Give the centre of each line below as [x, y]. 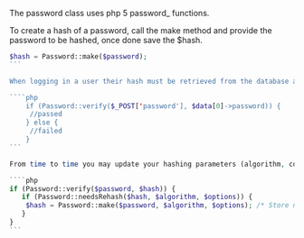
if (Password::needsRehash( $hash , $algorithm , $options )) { [137, 197]
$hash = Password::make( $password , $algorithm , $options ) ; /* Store [157, 206]
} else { [42, 123]
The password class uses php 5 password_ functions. [109, 13]
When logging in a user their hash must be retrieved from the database [149, 81]
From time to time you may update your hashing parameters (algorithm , [147, 164]
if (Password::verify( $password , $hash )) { [93, 188]
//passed [46, 114]
